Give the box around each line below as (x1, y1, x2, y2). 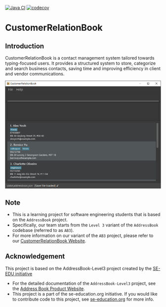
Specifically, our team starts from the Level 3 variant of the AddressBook (12, 222, 159, 228)
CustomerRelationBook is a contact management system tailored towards (5, 55, 155, 61)
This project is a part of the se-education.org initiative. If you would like (12, 291, 158, 297)
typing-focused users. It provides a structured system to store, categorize (5, 60, 156, 66)
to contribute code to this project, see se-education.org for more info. (12, 296, 154, 302)
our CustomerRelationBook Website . (12, 237, 86, 243)
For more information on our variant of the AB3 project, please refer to (12, 232, 154, 238)
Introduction (5, 42, 44, 50)
